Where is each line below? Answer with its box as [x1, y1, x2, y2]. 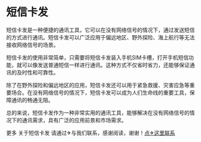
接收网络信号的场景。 [6, 41, 59, 48]
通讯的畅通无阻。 [11, 96, 54, 103]
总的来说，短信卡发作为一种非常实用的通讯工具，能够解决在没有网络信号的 [6, 109, 190, 116]
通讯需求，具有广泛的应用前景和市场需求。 [22, 116, 127, 124]
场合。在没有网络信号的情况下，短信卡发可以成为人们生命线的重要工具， [11, 89, 190, 96]
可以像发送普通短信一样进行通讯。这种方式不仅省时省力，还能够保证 [22, 61, 190, 69]
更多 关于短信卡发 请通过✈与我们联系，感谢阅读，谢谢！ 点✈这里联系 [6, 129, 175, 136]
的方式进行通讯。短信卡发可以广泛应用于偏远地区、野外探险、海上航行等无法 [6, 33, 195, 41]
